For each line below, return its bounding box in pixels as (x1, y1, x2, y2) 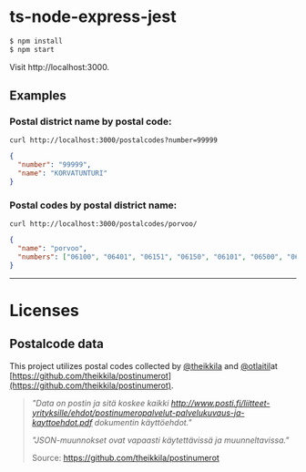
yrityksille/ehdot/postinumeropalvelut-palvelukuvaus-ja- (31, 407, 245, 418)
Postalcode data (9, 336, 105, 352)
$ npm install (9, 36, 64, 46)
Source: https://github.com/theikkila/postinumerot (31, 452, 220, 463)
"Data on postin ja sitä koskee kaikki (31, 397, 169, 408)
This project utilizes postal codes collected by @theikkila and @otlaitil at (9, 360, 278, 371)
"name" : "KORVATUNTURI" (17, 169, 107, 179)
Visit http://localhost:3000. (9, 61, 110, 72)
